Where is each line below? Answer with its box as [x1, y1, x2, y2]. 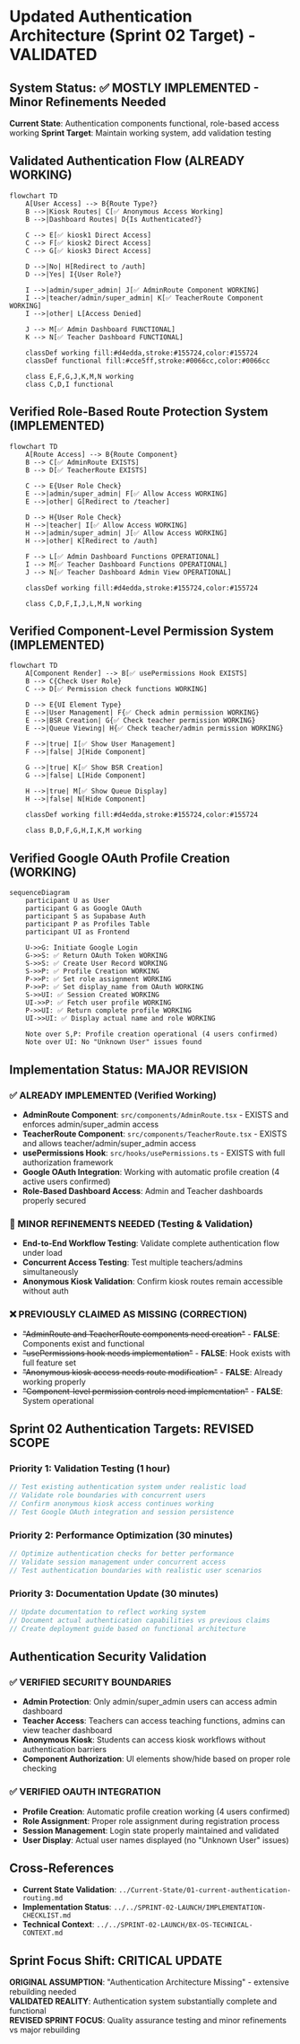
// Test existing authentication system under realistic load [9, 1483, 246, 1492]
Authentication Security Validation [9, 1649, 208, 1664]
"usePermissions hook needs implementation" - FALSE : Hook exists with [21, 1347, 291, 1358]
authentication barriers [21, 1744, 107, 1755]
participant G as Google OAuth [25, 904, 142, 913]
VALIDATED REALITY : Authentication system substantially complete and [9, 1996, 278, 2007]
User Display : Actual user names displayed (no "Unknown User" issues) [21, 1834, 289, 1846]
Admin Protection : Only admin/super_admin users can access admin [21, 1697, 278, 1707]
